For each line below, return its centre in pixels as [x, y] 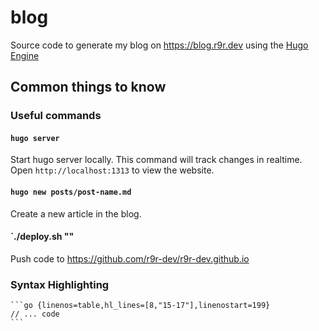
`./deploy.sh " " [42, 237]
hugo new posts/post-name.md [71, 192]
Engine [25, 55]
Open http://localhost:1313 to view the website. [112, 170]
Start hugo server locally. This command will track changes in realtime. [156, 160]
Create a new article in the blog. [76, 213]
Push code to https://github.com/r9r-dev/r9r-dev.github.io [130, 258]
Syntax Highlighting [60, 284]
